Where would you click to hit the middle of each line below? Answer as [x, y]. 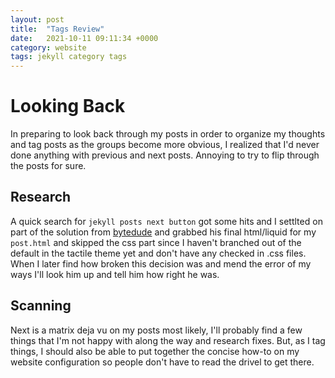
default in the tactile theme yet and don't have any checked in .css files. [158, 253]
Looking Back [68, 106]
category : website [48, 47]
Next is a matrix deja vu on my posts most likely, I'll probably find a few [156, 330]
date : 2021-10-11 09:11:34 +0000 [84, 38]
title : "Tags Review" [57, 29]
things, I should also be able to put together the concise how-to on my [155, 351]
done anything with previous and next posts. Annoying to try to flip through [165, 155]
